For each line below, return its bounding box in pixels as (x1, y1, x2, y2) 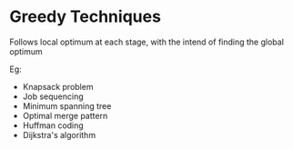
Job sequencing (22, 91, 84, 102)
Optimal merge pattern (22, 110, 108, 121)
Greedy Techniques (9, 6, 162, 27)
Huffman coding (22, 120, 84, 131)
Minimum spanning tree (22, 100, 112, 111)
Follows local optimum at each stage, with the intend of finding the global (9, 36, 285, 47)
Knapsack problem (22, 81, 94, 92)
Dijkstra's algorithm (22, 129, 96, 140)
